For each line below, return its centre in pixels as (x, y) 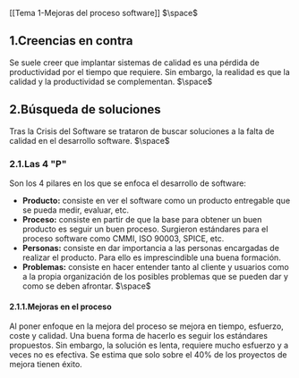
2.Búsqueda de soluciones (85, 109)
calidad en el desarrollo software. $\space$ (90, 140)
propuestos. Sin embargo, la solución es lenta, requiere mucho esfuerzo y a (149, 345)
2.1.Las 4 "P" (38, 164)
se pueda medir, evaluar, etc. (76, 210)
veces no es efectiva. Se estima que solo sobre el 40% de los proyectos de (148, 355)
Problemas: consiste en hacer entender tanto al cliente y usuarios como (155, 266)
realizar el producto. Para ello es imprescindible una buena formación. (152, 257)
